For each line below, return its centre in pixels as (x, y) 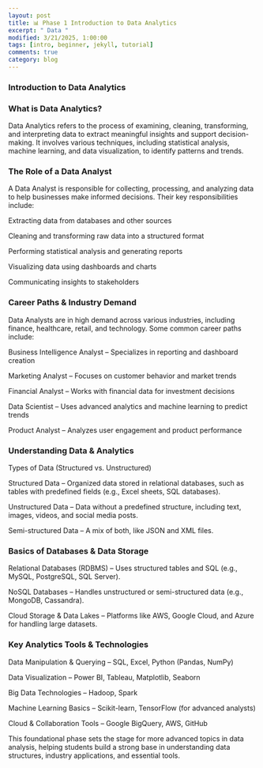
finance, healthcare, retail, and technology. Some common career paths (125, 328)
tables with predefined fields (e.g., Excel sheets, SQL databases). (115, 491)
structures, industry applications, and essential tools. (94, 755)
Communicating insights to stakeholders (74, 282)
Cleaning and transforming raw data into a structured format (106, 236)
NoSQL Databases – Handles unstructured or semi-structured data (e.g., (126, 592)
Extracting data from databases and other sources (90, 221)
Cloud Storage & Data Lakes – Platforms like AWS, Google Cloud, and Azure (131, 616)
